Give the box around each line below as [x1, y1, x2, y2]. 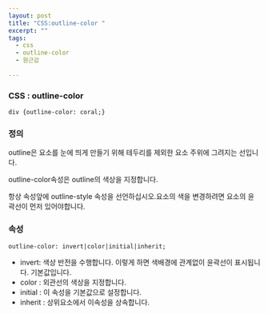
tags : [8, 34, 26, 42]
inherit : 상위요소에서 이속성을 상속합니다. [19, 297, 150, 307]
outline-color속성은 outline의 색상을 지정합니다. [8, 175, 158, 185]
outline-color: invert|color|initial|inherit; [8, 242, 166, 250]
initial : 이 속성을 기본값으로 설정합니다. [19, 287, 142, 296]
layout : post [8, 11, 52, 20]
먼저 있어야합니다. [29, 201, 86, 212]
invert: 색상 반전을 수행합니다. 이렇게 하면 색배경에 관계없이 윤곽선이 [19, 257, 234, 267]
